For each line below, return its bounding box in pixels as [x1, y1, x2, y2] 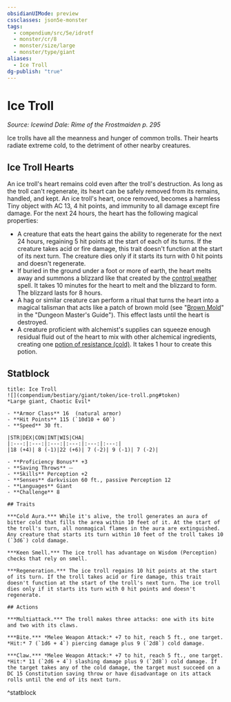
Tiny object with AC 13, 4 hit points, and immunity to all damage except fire [7, 202, 219, 210]
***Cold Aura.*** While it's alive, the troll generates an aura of [7, 513, 208, 520]
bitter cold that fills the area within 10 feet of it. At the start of [7, 519, 221, 526]
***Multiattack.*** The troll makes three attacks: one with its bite [7, 616, 214, 623]
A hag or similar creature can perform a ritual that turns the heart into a [17, 296, 219, 304]
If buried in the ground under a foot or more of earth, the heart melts [17, 267, 212, 275]
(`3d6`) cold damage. [7, 537, 70, 544]
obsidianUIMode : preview [7, 10, 79, 17]
